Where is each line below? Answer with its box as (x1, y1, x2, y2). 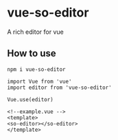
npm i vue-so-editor (7, 66, 67, 73)
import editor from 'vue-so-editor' (7, 84, 112, 91)
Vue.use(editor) (7, 96, 54, 103)
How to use (7, 48, 56, 59)
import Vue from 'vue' (7, 78, 72, 85)
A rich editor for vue (7, 28, 64, 36)
